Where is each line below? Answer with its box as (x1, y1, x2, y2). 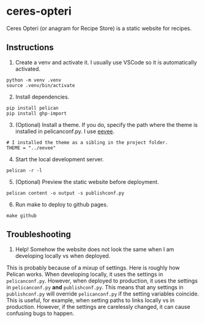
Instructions (6, 42, 54, 53)
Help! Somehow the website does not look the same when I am (15, 245, 174, 253)
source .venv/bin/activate (6, 82, 75, 88)
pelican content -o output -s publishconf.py (6, 190, 124, 196)
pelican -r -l (6, 167, 43, 173)
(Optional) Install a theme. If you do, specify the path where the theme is (15, 121, 198, 128)
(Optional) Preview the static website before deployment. (15, 178, 159, 185)
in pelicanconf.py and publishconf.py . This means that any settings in (6, 283, 184, 291)
